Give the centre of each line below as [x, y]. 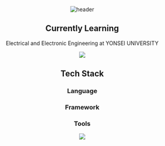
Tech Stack [82, 74]
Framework [82, 108]
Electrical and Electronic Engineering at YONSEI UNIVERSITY [82, 43]
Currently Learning [82, 28]
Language [82, 91]
